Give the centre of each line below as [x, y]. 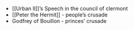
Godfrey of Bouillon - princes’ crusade [59, 21]
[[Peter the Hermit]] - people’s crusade [60, 15]
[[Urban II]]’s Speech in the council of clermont [70, 9]
